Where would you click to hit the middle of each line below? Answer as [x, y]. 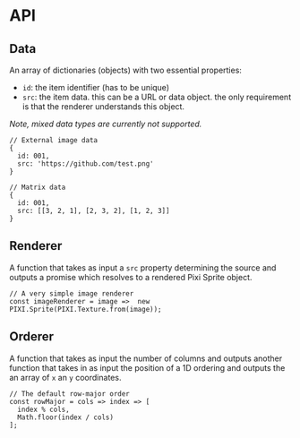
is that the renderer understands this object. [103, 107]
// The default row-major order [69, 394]
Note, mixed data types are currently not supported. [106, 124]
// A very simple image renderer [72, 293]
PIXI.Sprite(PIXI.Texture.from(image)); [86, 309]
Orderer [32, 337]
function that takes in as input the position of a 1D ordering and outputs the [147, 367]
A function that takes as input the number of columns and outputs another [146, 358]
